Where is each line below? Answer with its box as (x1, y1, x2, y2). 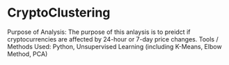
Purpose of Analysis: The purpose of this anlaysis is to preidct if (7, 28, 191, 36)
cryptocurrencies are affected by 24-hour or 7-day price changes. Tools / (7, 35, 219, 43)
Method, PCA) (7, 50, 48, 58)
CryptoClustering (7, 5, 111, 21)
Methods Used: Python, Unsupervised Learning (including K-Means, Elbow (7, 42, 222, 50)
